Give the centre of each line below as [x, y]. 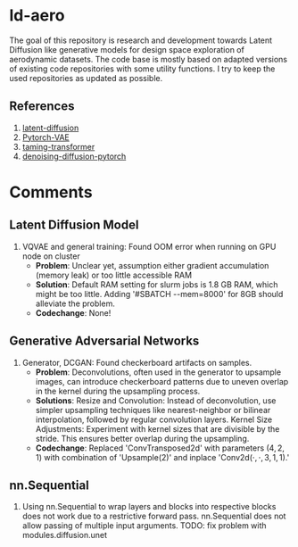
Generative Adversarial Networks [104, 341]
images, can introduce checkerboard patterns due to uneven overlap [162, 381]
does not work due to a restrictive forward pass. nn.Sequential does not [154, 516]
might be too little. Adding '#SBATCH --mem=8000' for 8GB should [159, 294]
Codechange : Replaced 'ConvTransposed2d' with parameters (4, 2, [160, 448]
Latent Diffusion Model [74, 225]
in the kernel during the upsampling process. [118, 391]
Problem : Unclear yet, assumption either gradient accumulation [152, 265]
